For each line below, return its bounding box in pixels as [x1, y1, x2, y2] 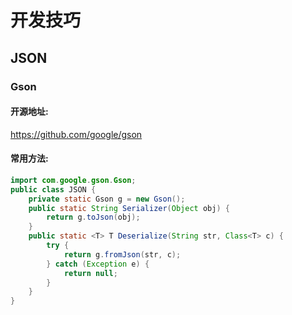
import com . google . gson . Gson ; [10, 175, 137, 185]
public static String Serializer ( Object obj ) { [28, 203, 230, 213]
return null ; [63, 268, 118, 278]
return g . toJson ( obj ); [46, 212, 141, 223]
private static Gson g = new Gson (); [28, 194, 186, 204]
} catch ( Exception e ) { [46, 259, 150, 269]
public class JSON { [10, 184, 97, 195]
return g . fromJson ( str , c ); [63, 249, 182, 260]
